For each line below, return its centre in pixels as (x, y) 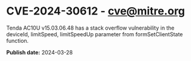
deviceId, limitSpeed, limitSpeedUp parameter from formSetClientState (95, 34)
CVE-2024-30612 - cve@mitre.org (96, 11)
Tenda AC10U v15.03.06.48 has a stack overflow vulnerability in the (90, 28)
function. (18, 40)
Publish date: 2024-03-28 (39, 52)
